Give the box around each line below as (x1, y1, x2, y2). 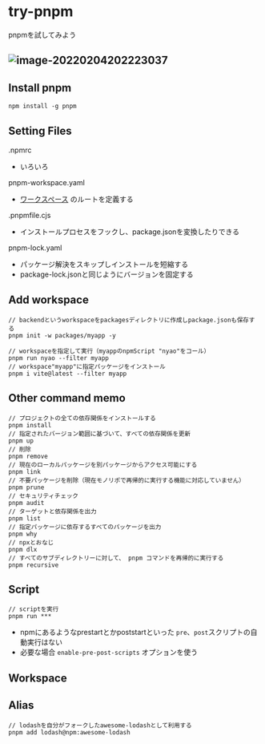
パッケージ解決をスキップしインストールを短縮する (19, 259, 189, 269)
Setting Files (8, 123, 72, 138)
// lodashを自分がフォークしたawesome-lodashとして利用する (8, 721, 192, 730)
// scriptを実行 (8, 605, 59, 613)
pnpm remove (8, 452, 48, 460)
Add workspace (8, 293, 90, 307)
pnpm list (8, 514, 42, 523)
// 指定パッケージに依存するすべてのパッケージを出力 (8, 523, 162, 531)
